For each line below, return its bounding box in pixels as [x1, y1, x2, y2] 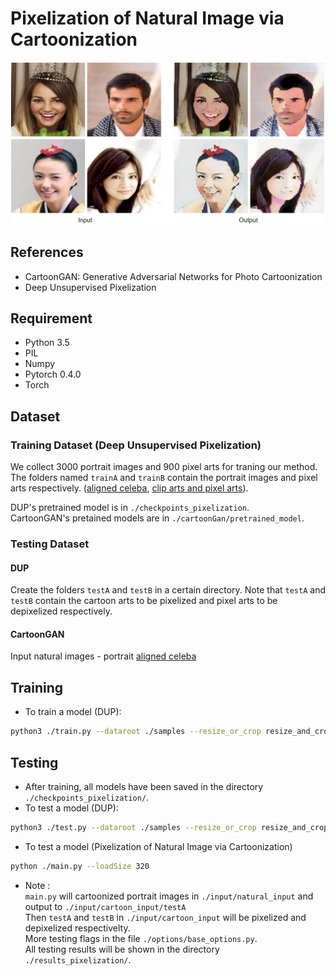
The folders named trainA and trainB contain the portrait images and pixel [10, 472, 318, 484]
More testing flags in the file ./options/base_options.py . [24, 932, 258, 944]
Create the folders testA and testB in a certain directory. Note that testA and [10, 584, 326, 596]
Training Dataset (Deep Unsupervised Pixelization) [10, 438, 262, 452]
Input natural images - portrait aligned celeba [10, 650, 197, 662]
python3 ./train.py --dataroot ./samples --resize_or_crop [10, 727, 262, 737]
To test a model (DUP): [24, 802, 119, 814]
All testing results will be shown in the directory [24, 943, 220, 955]
